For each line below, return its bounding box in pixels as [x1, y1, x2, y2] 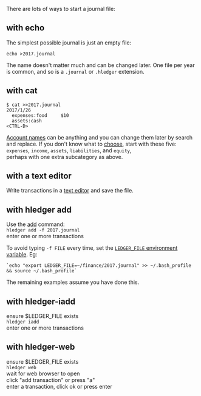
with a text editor [6, 171, 72, 182]
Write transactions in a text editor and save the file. [6, 187, 134, 194]
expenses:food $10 [12, 112, 69, 118]
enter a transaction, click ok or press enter [6, 383, 112, 390]
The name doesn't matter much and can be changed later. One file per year [6, 61, 196, 69]
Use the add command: [6, 221, 65, 228]
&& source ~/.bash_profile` [6, 268, 78, 274]
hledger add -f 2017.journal [6, 227, 80, 233]
